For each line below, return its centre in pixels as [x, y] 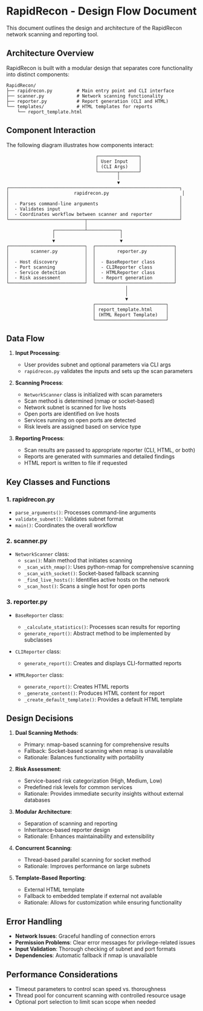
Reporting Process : [40, 438]
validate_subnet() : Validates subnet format [69, 519]
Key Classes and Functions [58, 482]
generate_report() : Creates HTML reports [76, 686]
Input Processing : [38, 353]
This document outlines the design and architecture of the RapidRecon [94, 28]
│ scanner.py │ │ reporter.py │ [92, 251]
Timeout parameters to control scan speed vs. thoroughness [90, 989]
